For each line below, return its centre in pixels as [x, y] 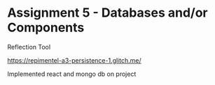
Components [46, 28]
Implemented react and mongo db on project [72, 74]
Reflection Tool [29, 47]
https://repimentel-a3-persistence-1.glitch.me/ [74, 60]
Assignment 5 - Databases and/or [107, 13]
